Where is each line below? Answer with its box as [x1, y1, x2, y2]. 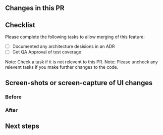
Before [5, 93, 22, 100]
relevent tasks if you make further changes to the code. [5, 64, 118, 70]
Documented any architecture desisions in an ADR [12, 44, 115, 49]
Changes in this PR [5, 4, 64, 12]
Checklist [5, 21, 36, 29]
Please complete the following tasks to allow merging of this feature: [5, 34, 145, 40]
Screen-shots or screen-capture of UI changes [5, 79, 153, 87]
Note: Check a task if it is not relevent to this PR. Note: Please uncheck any [5, 59, 158, 65]
